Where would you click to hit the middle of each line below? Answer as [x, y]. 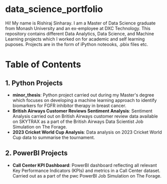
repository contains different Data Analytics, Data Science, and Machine [80, 33]
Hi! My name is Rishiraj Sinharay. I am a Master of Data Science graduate [80, 23]
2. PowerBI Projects [36, 153]
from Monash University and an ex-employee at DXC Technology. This [78, 28]
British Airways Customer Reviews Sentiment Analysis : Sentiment [82, 110]
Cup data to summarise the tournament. [54, 137]
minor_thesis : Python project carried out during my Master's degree [83, 95]
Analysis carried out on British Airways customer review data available [85, 116]
